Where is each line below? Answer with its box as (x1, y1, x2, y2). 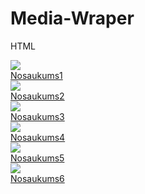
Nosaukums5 (10, 152, 65, 164)
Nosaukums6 (10, 172, 65, 184)
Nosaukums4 (10, 131, 66, 143)
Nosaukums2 (10, 90, 65, 102)
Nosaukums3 (10, 110, 65, 122)
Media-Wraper (10, 7, 135, 30)
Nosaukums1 (10, 69, 63, 81)
